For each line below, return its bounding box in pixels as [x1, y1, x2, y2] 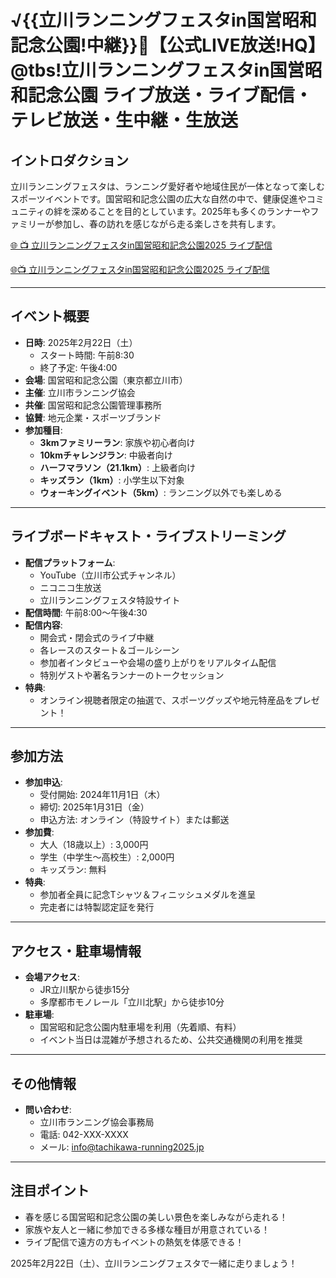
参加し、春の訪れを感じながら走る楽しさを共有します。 [53, 218, 282, 230]
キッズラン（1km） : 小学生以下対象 [39, 474, 185, 486]
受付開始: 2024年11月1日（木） [39, 789, 166, 801]
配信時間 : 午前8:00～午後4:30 [24, 606, 148, 618]
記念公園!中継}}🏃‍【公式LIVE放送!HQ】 [10, 34, 326, 57]
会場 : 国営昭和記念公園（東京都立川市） [24, 374, 188, 386]
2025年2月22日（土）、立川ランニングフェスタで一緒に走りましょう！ [10, 1257, 298, 1269]
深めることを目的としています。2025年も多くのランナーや [71, 206, 311, 217]
